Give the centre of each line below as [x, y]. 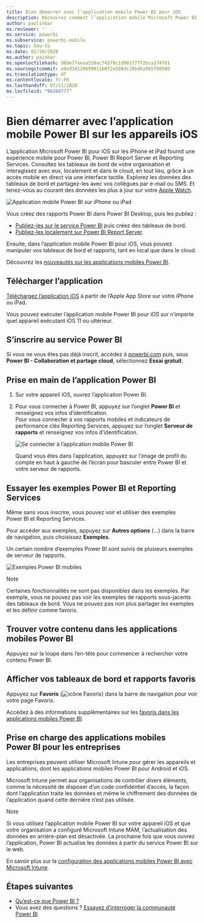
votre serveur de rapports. [48, 469]
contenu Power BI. [30, 660]
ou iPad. [17, 302]
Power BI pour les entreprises [63, 747]
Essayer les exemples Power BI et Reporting [91, 488]
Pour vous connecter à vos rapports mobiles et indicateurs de [93, 419]
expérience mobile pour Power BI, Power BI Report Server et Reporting [95, 157]
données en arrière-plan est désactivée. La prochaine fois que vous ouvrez [100, 836]
